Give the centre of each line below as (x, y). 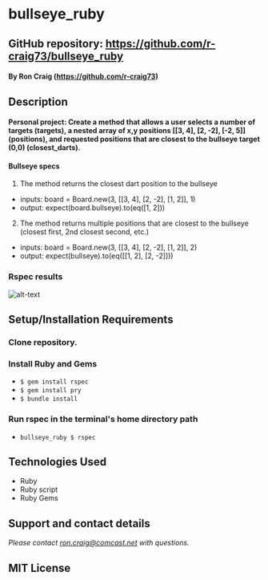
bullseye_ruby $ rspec (58, 437)
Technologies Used (57, 462)
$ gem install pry (50, 391)
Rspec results (36, 277)
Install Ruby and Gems (53, 363)
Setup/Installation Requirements (91, 320)
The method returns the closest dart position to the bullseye (118, 184)
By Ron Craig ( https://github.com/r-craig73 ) (83, 76)
